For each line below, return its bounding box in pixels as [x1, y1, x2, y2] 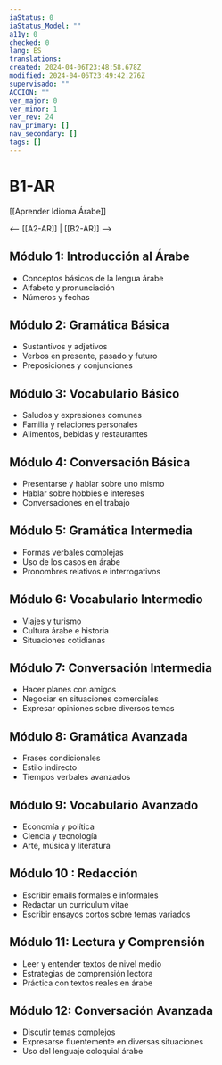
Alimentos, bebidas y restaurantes [21, 429, 149, 440]
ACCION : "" [9, 88, 50, 96]
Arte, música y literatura [21, 841, 111, 851]
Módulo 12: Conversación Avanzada [9, 1003, 214, 1019]
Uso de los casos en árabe [21, 556, 120, 567]
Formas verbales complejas [21, 547, 124, 558]
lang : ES [9, 46, 42, 55]
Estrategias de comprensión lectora [21, 968, 153, 978]
